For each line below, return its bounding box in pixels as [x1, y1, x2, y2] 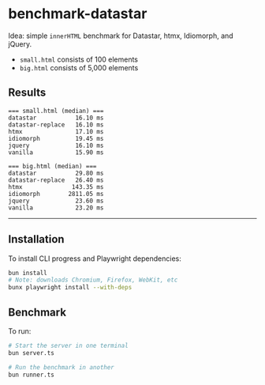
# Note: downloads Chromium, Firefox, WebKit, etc [8, 276, 178, 285]
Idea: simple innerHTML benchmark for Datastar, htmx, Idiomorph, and [8, 31, 234, 40]
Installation [8, 232, 65, 246]
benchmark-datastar [8, 5, 147, 23]
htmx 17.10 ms [8, 127, 104, 135]
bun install [8, 269, 47, 277]
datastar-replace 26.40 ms [8, 176, 104, 184]
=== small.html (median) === [8, 107, 104, 115]
